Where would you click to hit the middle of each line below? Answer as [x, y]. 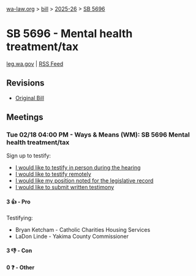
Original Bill [30, 98]
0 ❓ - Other [21, 267]
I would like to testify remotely [53, 174]
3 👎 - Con [19, 251]
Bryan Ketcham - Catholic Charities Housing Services [83, 229]
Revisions [25, 83]
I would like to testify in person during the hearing [78, 168]
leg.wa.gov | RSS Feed [35, 63]
